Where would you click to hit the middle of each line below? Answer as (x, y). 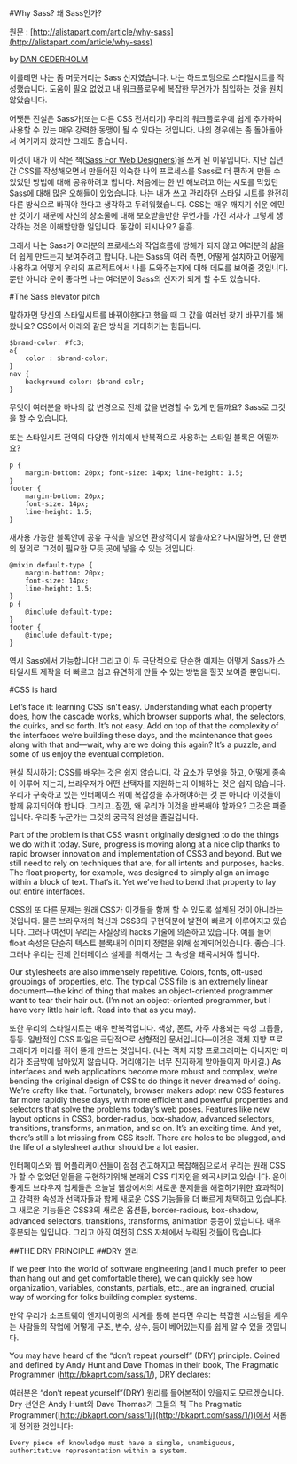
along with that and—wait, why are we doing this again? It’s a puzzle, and (143, 744)
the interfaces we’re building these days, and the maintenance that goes (141, 735)
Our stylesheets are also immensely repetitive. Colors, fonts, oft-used (136, 972)
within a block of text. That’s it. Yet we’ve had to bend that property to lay (143, 882)
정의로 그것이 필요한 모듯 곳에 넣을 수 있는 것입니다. (107, 548)
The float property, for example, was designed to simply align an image (139, 873)
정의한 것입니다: (46, 1426)
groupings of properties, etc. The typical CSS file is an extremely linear (139, 981)
